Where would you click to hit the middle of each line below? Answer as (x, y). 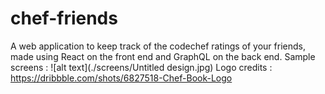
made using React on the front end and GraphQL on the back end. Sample (163, 56)
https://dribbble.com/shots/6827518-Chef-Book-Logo (121, 78)
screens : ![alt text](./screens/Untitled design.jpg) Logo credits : (141, 67)
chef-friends (64, 18)
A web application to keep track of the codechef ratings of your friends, (158, 46)
